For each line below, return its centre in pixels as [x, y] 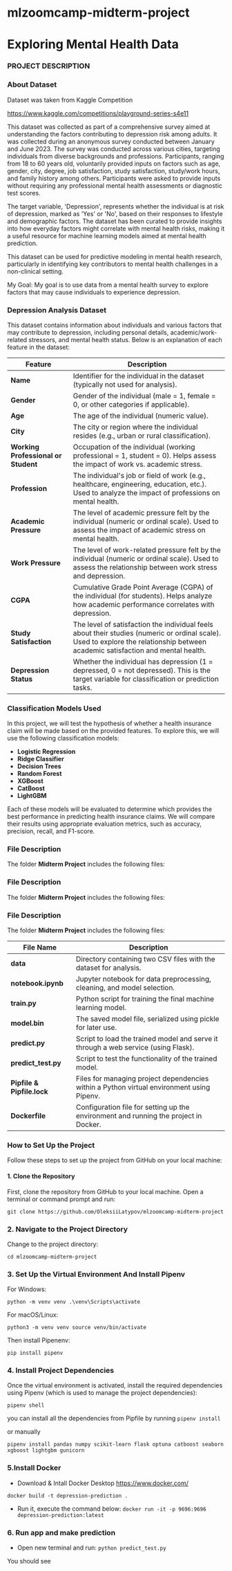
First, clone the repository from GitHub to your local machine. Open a [105, 1191]
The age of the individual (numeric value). [141, 416]
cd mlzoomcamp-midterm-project [52, 1257]
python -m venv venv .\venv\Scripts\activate [74, 1302]
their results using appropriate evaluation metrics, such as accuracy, [105, 824]
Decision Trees [39, 766]
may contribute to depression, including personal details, [88, 332]
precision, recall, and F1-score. [51, 831]
